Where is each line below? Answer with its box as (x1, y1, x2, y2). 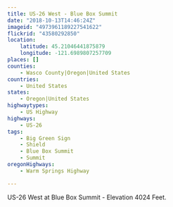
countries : (7, 75, 39, 83)
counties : (7, 63, 37, 70)
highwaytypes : (7, 102, 49, 109)
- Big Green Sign (20, 134, 71, 142)
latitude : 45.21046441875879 (20, 43, 105, 50)
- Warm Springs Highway (20, 167, 90, 175)
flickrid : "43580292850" (7, 30, 80, 37)
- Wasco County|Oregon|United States (20, 69, 131, 76)
